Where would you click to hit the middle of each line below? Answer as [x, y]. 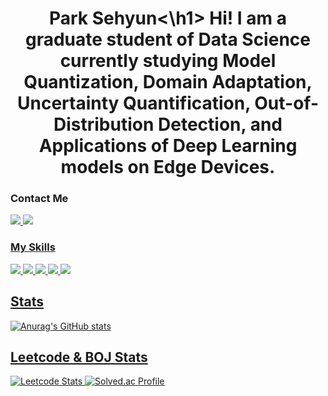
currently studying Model [168, 61]
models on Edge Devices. [168, 167]
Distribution [104, 124]
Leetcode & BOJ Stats [79, 357]
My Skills [33, 247]
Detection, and [220, 124]
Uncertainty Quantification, [133, 103]
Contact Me [39, 199]
